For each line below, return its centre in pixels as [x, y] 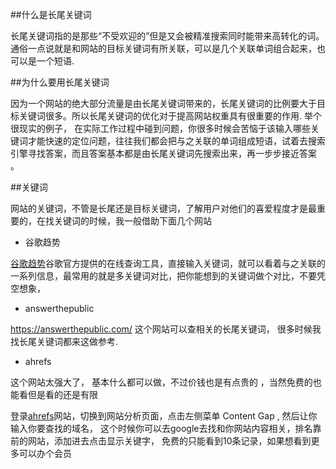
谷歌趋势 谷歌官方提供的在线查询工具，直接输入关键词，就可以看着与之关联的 [168, 263]
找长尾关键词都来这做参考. [64, 341]
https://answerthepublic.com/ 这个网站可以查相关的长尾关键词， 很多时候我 [166, 329]
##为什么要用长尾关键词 [60, 82]
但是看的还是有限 [62, 394]
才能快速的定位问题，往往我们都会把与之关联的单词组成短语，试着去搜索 [176, 141]
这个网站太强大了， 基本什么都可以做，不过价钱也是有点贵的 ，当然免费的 [161, 382]
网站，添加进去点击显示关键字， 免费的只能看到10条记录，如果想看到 [169, 441]
